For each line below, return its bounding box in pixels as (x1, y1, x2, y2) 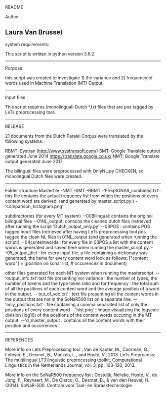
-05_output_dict (5, 250, 38, 256)
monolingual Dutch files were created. (5, 173, 83, 179)
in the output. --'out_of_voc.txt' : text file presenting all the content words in (5, 291, 159, 297)
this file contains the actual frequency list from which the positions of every (5, 193, 159, 199)
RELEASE (5, 123, 24, 129)
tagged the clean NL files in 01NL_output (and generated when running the (5, 234, 157, 240)
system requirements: (5, 41, 49, 47)
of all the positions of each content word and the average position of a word (5, 285, 160, 291)
